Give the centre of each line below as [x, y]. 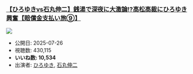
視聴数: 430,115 [33, 51]
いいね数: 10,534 [35, 58]
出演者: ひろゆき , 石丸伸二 [46, 65]
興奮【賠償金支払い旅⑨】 [44, 18]
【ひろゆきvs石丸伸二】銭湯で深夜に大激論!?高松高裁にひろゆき [96, 9]
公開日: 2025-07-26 [39, 43]
